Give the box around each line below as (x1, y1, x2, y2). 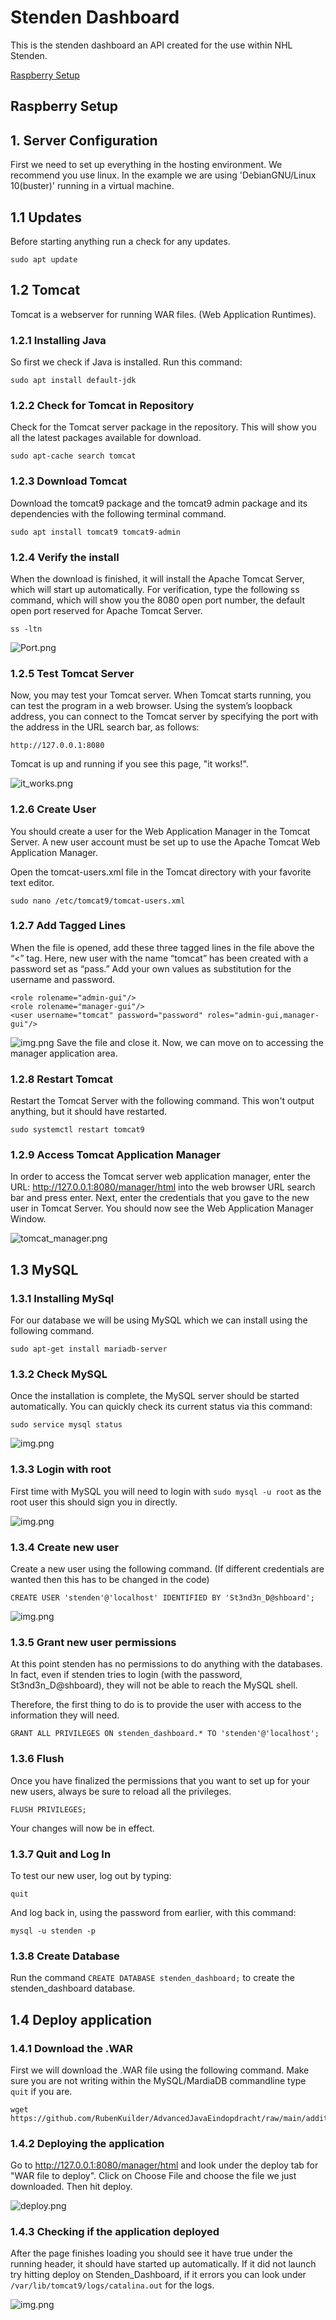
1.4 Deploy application (10, 2011, 153, 2028)
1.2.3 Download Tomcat (10, 474, 128, 488)
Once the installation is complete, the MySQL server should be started (10, 1390, 300, 1402)
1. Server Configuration (10, 132, 158, 149)
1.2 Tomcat (10, 282, 81, 299)
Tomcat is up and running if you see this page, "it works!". (10, 758, 249, 770)
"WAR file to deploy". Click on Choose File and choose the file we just (10, 2170, 297, 2182)
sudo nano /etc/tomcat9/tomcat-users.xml (10, 896, 186, 906)
